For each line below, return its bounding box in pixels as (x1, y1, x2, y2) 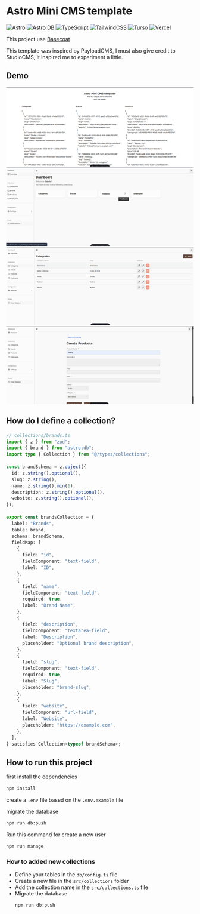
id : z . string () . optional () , (11, 470, 82, 476)
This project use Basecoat (6, 35, 70, 42)
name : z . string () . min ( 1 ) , (11, 482, 76, 489)
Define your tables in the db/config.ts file (14, 871, 118, 878)
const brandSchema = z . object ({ (6, 464, 86, 470)
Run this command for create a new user (6, 831, 106, 838)
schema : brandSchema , (11, 533, 65, 539)
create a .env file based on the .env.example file (6, 796, 124, 804)
